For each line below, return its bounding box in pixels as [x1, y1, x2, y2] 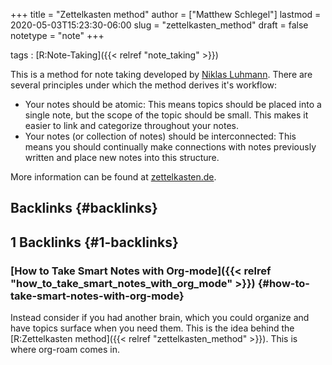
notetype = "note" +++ [10, 30, 105, 41]
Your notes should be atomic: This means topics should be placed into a [24, 99, 322, 110]
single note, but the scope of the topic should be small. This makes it [24, 109, 309, 121]
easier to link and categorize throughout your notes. [24, 120, 239, 131]
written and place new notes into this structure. [24, 152, 220, 163]
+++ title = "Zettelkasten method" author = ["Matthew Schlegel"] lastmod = [10, 9, 322, 20]
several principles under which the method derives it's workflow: [10, 79, 278, 91]
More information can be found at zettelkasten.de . [10, 171, 217, 183]
